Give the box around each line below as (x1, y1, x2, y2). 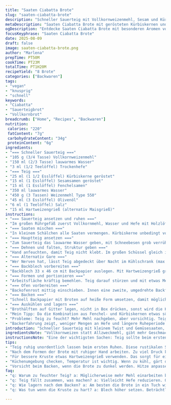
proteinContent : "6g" (7, 140, 53, 146)
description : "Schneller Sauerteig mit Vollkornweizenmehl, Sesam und (5, 17, 158, 22)
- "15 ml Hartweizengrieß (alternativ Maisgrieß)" (5, 207, 115, 212)
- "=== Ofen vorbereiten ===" (5, 283, 70, 288)
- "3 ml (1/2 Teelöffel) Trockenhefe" (5, 164, 88, 169)
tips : (5, 340, 17, 345)
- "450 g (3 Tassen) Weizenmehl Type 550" (5, 193, 97, 198)
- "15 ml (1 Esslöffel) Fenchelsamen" (5, 183, 88, 188)
